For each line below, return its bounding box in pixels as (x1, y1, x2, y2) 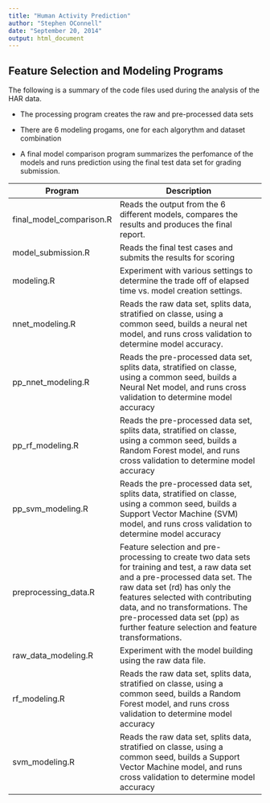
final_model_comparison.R (12, 214, 112, 225)
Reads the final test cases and (119, 242, 233, 253)
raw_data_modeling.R (12, 650, 94, 662)
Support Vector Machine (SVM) (119, 508, 239, 519)
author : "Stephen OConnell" (8, 19, 103, 27)
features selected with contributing (119, 592, 252, 603)
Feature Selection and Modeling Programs (8, 64, 223, 77)
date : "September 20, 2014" (8, 27, 103, 35)
